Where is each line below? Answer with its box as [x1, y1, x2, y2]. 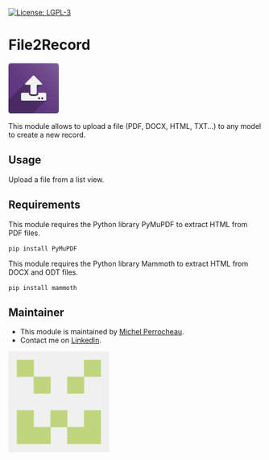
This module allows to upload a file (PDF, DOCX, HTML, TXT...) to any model [8, 121, 262, 131]
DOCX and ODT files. [8, 267, 79, 277]
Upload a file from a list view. [8, 174, 105, 184]
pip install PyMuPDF [8, 244, 78, 253]
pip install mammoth [8, 284, 78, 292]
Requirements [8, 198, 81, 212]
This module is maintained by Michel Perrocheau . [19, 327, 184, 337]
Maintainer [8, 305, 64, 319]
